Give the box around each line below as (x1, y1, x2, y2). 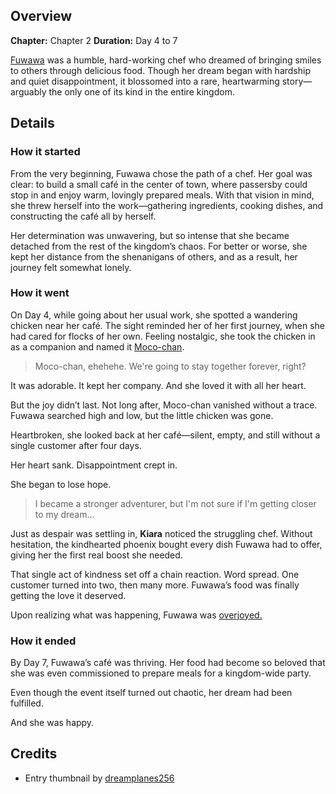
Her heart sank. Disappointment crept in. (10, 459, 178, 471)
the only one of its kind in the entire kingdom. (48, 85, 235, 98)
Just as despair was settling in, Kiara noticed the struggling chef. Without (10, 527, 313, 539)
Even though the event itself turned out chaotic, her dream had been (10, 687, 293, 699)
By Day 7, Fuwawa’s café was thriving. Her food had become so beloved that (10, 657, 326, 669)
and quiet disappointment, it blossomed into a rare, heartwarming (10, 75, 280, 87)
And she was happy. (10, 717, 95, 729)
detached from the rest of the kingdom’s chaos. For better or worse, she (10, 240, 308, 252)
